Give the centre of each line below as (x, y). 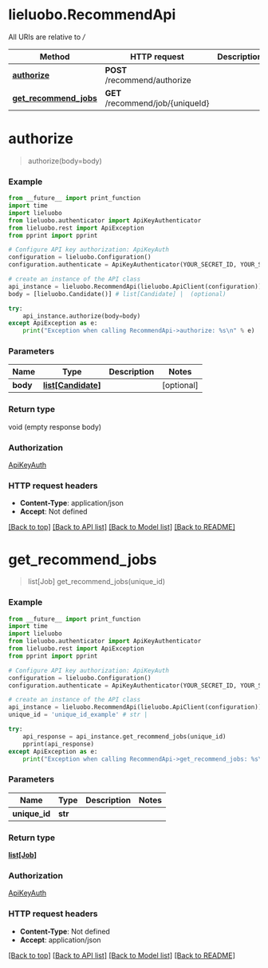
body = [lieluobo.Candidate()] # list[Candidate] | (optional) (117, 294)
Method (55, 56)
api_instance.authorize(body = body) (82, 316)
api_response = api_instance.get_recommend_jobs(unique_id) (124, 736)
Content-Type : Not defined (65, 931)
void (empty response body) (55, 426)
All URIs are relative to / (47, 37)
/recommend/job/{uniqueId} (157, 103)
